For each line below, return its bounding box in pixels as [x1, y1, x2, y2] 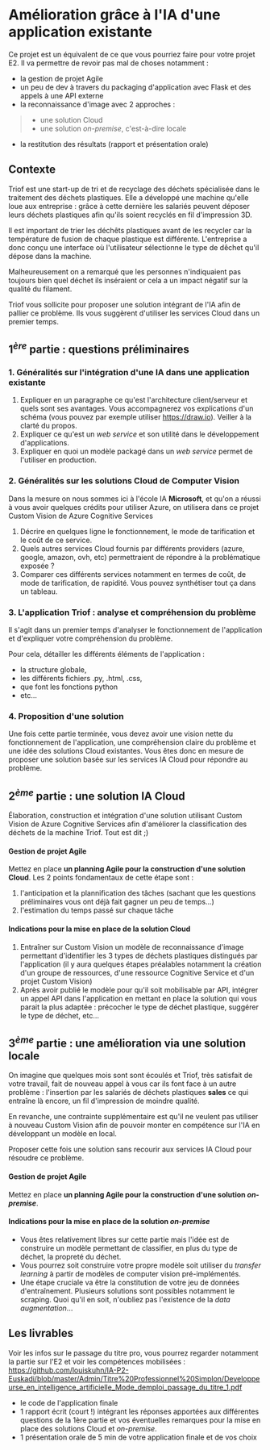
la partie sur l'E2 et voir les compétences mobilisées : [8, 1356, 186, 1366]
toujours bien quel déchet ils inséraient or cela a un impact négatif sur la [8, 275, 248, 285]
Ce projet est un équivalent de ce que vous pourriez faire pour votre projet [8, 49, 255, 59]
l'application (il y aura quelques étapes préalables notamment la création [19, 959, 262, 969]
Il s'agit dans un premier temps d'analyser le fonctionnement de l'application [8, 625, 263, 635]
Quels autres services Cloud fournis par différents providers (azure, [19, 543, 245, 554]
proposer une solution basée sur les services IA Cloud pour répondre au [8, 754, 248, 764]
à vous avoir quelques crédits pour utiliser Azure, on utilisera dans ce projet [8, 502, 260, 512]
